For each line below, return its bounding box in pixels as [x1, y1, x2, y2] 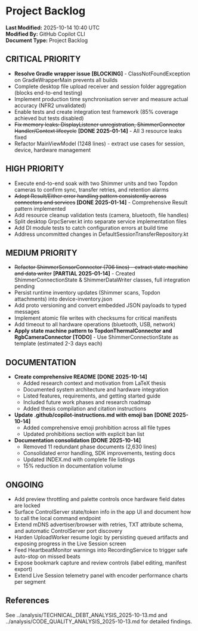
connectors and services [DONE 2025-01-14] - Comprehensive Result [14, 199, 188, 206]
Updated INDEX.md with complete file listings [23, 456, 135, 463]
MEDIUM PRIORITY [5, 247, 78, 258]
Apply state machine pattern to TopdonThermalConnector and [14, 327, 172, 335]
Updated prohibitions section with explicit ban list [23, 430, 144, 438]
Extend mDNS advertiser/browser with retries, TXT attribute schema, [14, 521, 184, 528]
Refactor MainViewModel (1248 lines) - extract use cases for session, [14, 139, 185, 147]
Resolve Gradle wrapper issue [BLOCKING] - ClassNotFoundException [14, 70, 190, 77]
